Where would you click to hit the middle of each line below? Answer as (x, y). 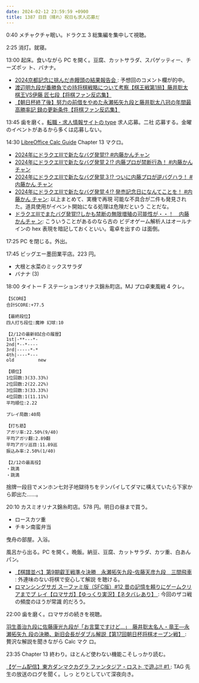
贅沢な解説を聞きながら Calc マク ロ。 (53, 641)
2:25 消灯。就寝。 (28, 47)
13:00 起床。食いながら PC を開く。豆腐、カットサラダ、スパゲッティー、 (96, 60)
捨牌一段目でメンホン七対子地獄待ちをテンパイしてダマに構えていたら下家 (97, 487)
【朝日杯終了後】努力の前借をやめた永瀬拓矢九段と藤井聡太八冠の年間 (100, 102)
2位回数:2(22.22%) (28, 384)
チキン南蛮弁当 (33, 527)
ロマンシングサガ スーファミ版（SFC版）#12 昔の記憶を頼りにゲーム (98, 587)
